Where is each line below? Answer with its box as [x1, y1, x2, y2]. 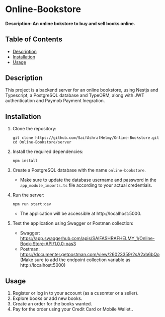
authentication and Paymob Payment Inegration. [5, 98, 105, 104]
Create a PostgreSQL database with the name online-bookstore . [12, 167, 146, 173]
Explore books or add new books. [12, 295, 82, 301]
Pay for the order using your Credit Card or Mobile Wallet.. [12, 306, 133, 312]
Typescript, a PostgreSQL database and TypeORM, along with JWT [5, 92, 144, 99]
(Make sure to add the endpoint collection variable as [20, 257, 131, 263]
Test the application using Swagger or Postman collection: [12, 220, 133, 226]
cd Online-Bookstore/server [12, 140, 71, 145]
